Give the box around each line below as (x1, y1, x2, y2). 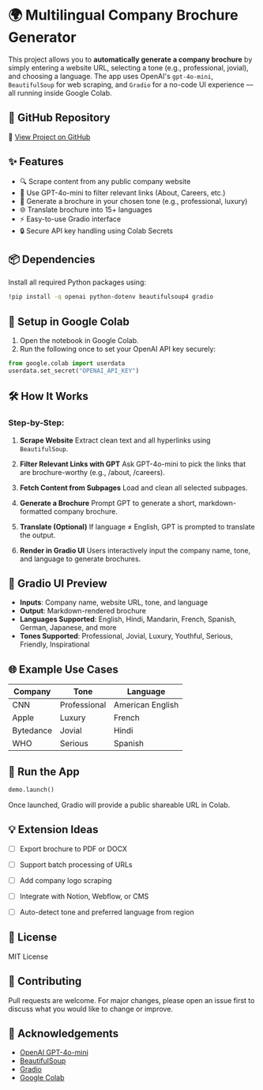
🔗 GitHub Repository (8, 111, 111, 125)
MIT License (8, 952, 49, 961)
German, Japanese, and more (19, 623, 117, 632)
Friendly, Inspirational (19, 639, 90, 649)
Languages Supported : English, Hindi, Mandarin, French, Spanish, (19, 614, 237, 624)
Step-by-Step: (8, 417, 65, 428)
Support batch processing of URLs (19, 859, 133, 869)
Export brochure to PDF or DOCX (19, 843, 128, 854)
